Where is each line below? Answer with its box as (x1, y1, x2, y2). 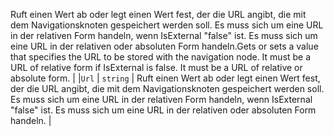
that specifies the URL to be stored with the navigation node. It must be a (10, 51, 312, 63)
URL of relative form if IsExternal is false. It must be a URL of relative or (10, 62, 303, 73)
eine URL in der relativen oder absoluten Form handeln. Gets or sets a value (10, 40, 319, 52)
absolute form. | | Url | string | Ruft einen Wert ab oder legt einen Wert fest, (10, 72, 321, 84)
